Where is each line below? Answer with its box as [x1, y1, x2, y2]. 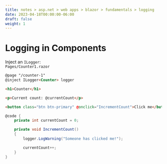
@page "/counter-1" [5, 73, 46, 78]
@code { [5, 113, 21, 118]
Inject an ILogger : [5, 59, 41, 65]
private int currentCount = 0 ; [14, 118, 79, 123]
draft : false [5, 16, 32, 21]
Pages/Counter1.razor [5, 64, 50, 70]
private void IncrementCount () [14, 127, 79, 132]
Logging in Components [5, 43, 106, 54]
